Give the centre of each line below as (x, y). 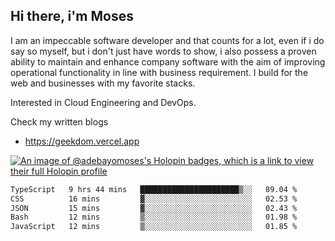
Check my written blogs (59, 121)
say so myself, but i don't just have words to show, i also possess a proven (163, 51)
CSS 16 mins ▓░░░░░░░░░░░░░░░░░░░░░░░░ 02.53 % (154, 199)
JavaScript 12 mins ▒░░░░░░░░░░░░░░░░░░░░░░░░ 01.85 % (154, 227)
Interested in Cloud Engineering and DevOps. (103, 102)
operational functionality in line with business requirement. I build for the (159, 72)
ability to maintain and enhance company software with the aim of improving (168, 61)
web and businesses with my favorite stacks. (103, 83)
